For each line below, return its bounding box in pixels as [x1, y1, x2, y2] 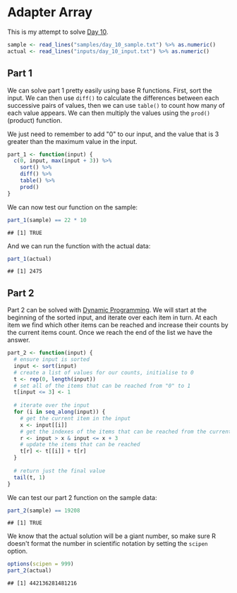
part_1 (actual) [7, 255, 52, 262]
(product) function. [7, 116, 62, 124]
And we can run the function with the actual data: [7, 241, 151, 250]
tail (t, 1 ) [13, 474, 46, 481]
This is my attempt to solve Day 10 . [7, 27, 109, 36]
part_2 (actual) [7, 567, 52, 575]
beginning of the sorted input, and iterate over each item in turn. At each [7, 313, 217, 322]
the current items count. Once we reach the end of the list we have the [7, 329, 213, 337]
